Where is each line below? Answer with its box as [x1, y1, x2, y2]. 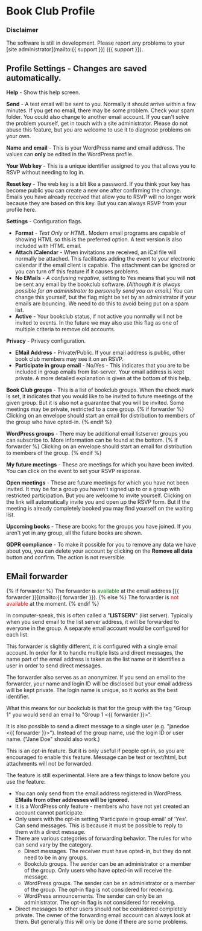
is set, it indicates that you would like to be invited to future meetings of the [6, 393, 193, 400]
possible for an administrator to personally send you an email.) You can [14, 287, 194, 294]
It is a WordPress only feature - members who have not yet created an [14, 802, 190, 810]
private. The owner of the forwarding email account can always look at [14, 912, 191, 919]
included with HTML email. [14, 243, 82, 250]
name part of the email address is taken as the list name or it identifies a [6, 656, 185, 663]
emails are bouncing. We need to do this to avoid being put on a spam [14, 300, 189, 307]
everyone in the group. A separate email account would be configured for [6, 624, 189, 632]
